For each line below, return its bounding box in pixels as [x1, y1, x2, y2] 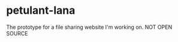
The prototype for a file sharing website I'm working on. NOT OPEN [6, 23, 173, 31]
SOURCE [6, 29, 28, 37]
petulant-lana [6, 4, 76, 17]
